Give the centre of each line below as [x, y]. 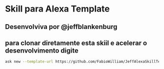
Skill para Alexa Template [57, 9]
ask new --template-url [29, 62]
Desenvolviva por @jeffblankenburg [61, 27]
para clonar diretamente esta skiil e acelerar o [76, 43]
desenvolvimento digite [42, 50]
